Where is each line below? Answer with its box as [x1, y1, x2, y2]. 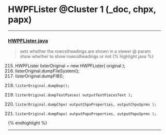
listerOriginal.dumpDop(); [15, 84, 70, 89]
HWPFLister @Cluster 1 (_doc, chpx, [8, 4, 156, 15]
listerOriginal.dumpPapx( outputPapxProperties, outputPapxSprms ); [15, 112, 157, 117]
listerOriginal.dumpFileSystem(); [15, 68, 80, 74]
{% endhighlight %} [8, 120, 48, 126]
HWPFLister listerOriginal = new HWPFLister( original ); [15, 63, 126, 69]
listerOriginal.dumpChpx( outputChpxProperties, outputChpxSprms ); [15, 102, 157, 107]
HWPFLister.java [8, 37, 48, 44]
